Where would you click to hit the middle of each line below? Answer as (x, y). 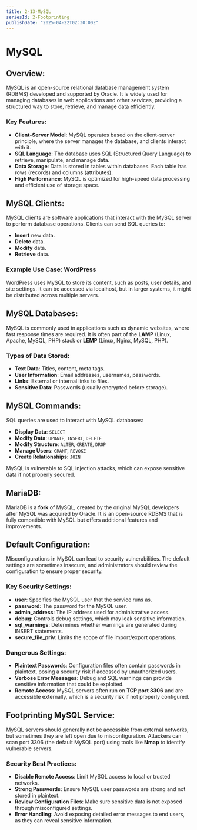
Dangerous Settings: (36, 652)
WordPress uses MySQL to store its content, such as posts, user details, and (98, 282)
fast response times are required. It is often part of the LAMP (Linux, (89, 334)
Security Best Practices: (41, 764)
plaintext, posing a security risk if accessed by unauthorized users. (96, 672)
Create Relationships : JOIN (47, 457)
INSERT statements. (39, 631)
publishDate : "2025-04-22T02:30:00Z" (52, 22)
